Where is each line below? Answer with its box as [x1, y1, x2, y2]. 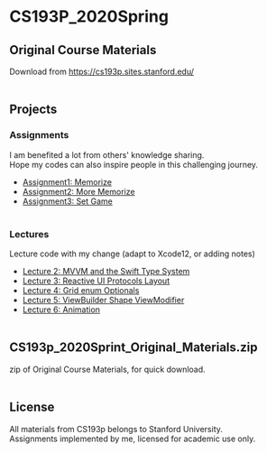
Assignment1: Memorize [22, 176, 113, 187]
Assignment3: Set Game [22, 196, 113, 207]
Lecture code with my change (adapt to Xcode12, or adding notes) [9, 248, 255, 259]
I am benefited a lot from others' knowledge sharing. [9, 149, 205, 160]
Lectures [9, 227, 50, 240]
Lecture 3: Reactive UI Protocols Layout [22, 275, 170, 286]
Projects [9, 102, 58, 117]
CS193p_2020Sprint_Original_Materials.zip [9, 340, 259, 356]
